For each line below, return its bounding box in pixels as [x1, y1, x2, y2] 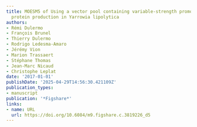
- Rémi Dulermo [6, 25, 43, 31]
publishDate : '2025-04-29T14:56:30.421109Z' [6, 80, 117, 85]
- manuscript [6, 90, 38, 96]
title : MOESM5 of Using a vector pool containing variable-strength [6, 8, 177, 15]
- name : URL [6, 107, 35, 112]
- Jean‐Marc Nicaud [6, 63, 54, 69]
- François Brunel [6, 30, 51, 36]
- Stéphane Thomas [6, 57, 51, 63]
